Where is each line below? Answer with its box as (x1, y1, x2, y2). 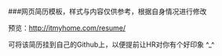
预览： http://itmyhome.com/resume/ (8, 23, 126, 33)
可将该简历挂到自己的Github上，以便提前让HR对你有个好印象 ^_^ (8, 40, 215, 49)
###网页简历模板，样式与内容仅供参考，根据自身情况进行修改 (8, 7, 207, 16)
